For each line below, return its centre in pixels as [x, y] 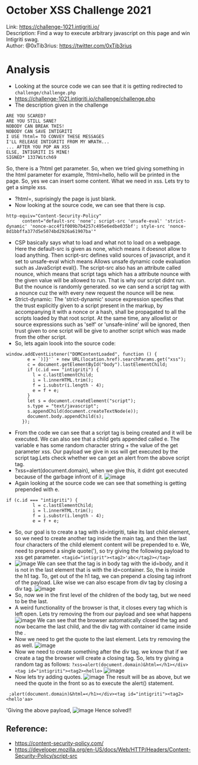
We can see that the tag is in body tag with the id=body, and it [113, 563]
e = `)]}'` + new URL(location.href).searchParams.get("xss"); [107, 359]
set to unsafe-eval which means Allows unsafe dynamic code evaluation [103, 261]
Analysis [28, 70]
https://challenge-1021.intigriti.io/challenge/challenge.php [85, 98]
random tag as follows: [43, 664]
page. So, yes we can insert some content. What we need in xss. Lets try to [98, 181]
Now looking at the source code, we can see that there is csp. [90, 205]
